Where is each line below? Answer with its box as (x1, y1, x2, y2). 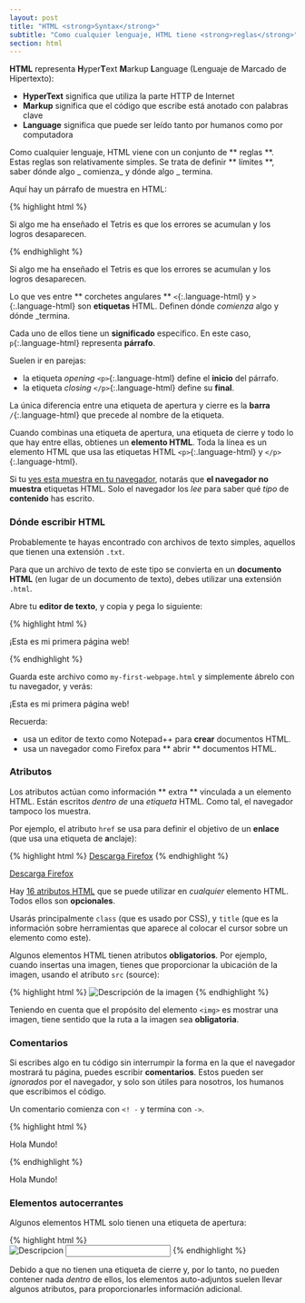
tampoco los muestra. (9, 805, 92, 816)
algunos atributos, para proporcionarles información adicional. (9, 1284, 242, 1295)
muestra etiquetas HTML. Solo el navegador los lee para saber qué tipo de (9, 483, 290, 495)
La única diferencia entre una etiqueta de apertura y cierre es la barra (9, 400, 271, 411)
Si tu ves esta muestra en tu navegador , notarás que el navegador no (9, 474, 270, 485)
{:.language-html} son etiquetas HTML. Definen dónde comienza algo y (9, 301, 280, 311)
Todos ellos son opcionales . (9, 895, 116, 906)
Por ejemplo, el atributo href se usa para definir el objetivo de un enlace (9, 823, 280, 834)
